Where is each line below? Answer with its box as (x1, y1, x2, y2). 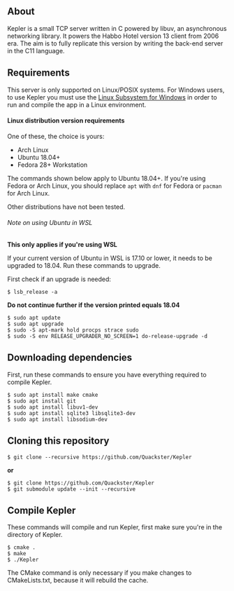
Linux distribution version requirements (7, 116, 125, 125)
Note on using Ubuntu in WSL (7, 219, 93, 227)
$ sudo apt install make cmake (7, 391, 98, 398)
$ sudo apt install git (7, 398, 77, 405)
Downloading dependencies (7, 352, 133, 364)
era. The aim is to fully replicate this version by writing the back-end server (7, 39, 224, 48)
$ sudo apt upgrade (7, 320, 64, 328)
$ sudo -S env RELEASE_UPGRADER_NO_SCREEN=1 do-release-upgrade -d (7, 333, 208, 340)
